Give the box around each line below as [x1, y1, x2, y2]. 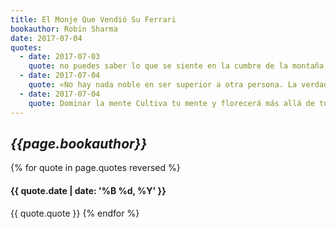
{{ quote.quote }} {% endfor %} [10, 207, 140, 219]
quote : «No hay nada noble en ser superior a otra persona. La [28, 80, 298, 90]
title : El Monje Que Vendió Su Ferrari [10, 14, 177, 25]
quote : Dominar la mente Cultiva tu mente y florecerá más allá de [28, 98, 315, 108]
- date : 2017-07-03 [19, 52, 101, 62]
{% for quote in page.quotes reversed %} [10, 162, 181, 174]
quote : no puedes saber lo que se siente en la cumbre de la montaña [28, 61, 325, 71]
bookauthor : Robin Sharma [10, 24, 118, 34]
